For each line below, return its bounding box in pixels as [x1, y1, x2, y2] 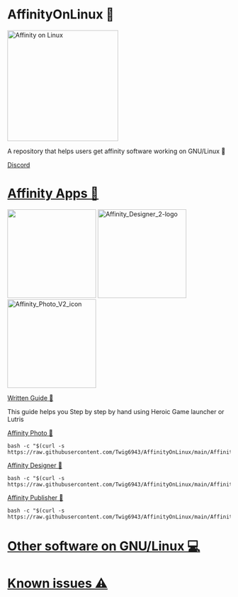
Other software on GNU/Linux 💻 [7, 538, 200, 554]
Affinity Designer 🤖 [7, 461, 62, 469]
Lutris [7, 415, 24, 423]
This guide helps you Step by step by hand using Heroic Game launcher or [7, 407, 225, 415]
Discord [7, 160, 30, 169]
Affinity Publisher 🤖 [7, 493, 64, 502]
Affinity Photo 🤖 [7, 428, 53, 437]
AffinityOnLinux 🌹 [7, 6, 115, 23]
